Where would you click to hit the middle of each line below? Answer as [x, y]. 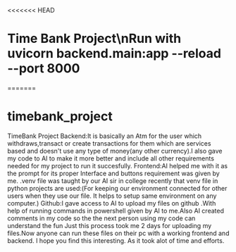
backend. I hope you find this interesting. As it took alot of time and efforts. [116, 240]
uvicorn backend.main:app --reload [114, 54]
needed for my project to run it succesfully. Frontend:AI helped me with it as [117, 165]
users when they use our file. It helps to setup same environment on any [112, 196]
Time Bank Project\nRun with [94, 39]
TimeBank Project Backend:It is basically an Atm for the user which [105, 136]
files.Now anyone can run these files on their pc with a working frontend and [118, 233]
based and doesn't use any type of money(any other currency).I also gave [115, 151]
